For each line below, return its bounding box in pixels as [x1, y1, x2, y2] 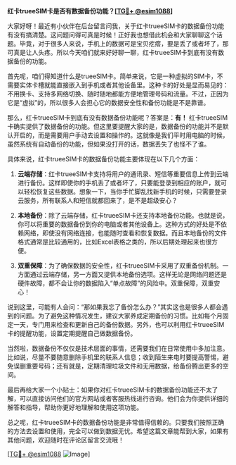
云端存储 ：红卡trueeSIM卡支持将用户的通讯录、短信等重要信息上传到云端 [17, 170, 229, 178]
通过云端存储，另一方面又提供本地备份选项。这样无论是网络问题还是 [29, 271, 227, 278]
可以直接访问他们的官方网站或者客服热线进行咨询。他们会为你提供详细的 [19, 395, 229, 402]
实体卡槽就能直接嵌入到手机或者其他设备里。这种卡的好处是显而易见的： [19, 81, 229, 89]
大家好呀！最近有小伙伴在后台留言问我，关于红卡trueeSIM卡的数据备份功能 [7, 22, 225, 30]
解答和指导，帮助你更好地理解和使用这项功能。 [7, 403, 143, 411]
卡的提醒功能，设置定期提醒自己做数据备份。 [7, 329, 137, 337]
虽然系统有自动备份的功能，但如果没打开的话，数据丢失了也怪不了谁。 [7, 140, 211, 148]
